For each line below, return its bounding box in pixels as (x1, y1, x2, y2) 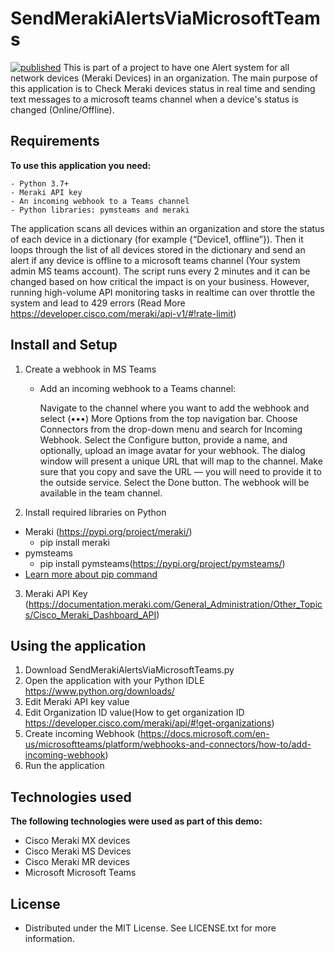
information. (24, 933, 75, 944)
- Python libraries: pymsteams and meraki (10, 205, 190, 215)
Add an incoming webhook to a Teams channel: (39, 382, 237, 394)
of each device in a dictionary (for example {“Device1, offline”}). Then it (10, 233, 304, 245)
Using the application (10, 637, 147, 654)
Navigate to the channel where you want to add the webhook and (39, 402, 310, 414)
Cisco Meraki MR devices (24, 856, 130, 868)
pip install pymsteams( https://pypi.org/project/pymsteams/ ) (39, 557, 286, 569)
